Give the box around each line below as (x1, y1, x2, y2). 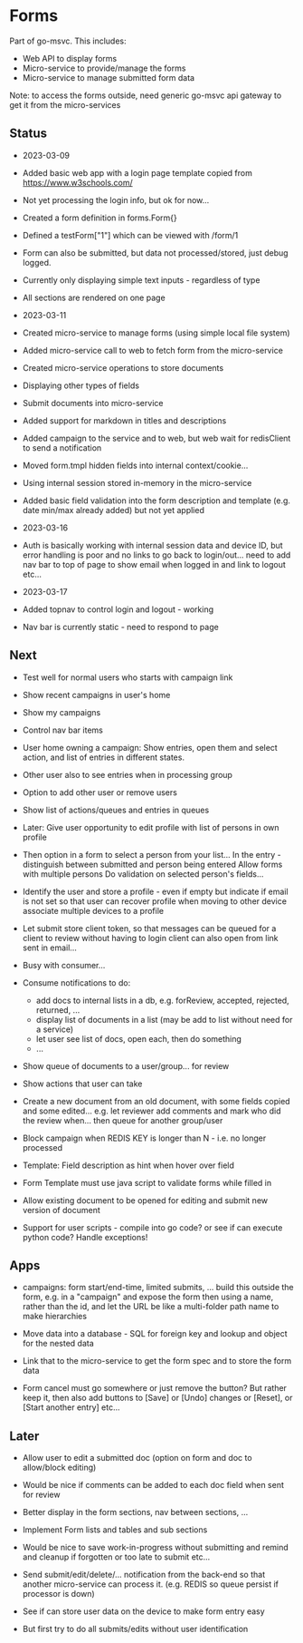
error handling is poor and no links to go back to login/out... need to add (22, 549, 291, 560)
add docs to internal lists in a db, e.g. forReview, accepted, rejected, (35, 995, 289, 1006)
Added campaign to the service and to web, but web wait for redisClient (22, 433, 291, 443)
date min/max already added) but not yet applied (22, 504, 205, 515)
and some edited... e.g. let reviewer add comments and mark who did (22, 1105, 281, 1116)
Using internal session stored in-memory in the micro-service (22, 477, 252, 488)
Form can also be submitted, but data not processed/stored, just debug (22, 247, 289, 258)
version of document (22, 1204, 101, 1215)
